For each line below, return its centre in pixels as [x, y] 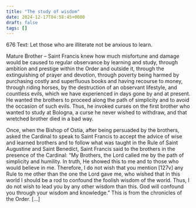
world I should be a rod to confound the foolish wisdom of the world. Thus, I [98, 180]
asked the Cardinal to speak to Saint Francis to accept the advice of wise [94, 137]
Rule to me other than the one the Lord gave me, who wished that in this [93, 174]
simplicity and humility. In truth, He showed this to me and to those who [92, 161]
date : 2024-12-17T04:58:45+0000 [45, 17]
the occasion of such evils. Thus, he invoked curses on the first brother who [98, 106]
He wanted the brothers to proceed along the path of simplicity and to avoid [98, 100]
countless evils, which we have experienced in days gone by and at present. [98, 94]
